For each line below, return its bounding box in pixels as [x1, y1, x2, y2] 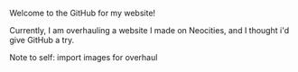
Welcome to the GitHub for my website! [9, 8, 156, 18]
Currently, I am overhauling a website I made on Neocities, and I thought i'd [9, 25, 290, 35]
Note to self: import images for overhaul [9, 52, 158, 62]
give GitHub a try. [9, 35, 75, 45]
